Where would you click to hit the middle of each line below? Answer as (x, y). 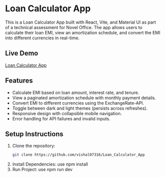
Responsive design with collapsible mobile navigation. (67, 113)
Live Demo (22, 53)
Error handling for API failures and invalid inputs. (61, 118)
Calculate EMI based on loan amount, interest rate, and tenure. (76, 92)
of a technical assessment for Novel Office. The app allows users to (74, 27)
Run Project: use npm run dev (42, 170)
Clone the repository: (34, 146)
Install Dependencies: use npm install (50, 164)
